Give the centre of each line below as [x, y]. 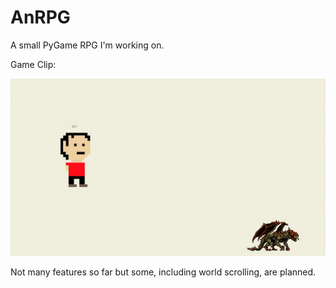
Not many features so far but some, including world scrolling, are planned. [163, 272]
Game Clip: [33, 64]
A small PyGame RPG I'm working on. [87, 45]
